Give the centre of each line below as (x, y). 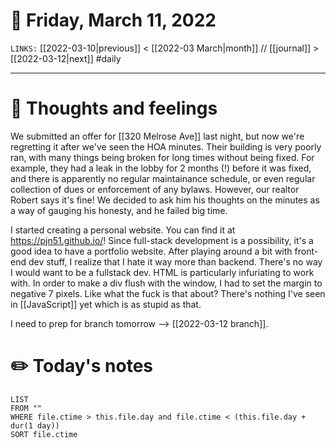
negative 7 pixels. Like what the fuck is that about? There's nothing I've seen (168, 293)
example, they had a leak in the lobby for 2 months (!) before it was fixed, (161, 168)
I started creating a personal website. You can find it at (123, 230)
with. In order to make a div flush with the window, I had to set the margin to (166, 283)
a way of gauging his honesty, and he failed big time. (119, 210)
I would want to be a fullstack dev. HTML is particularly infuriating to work (162, 272)
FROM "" (26, 408)
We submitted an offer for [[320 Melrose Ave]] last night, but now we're (157, 136)
